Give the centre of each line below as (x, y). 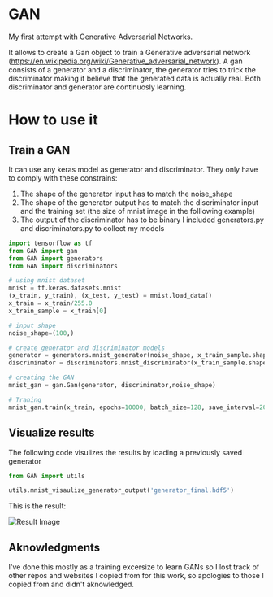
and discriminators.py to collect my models (92, 228)
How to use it (54, 120)
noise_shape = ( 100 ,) (41, 333)
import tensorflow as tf (50, 243)
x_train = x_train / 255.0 (50, 303)
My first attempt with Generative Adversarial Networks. (101, 37)
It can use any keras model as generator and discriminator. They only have (133, 169)
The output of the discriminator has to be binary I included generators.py (142, 220)
